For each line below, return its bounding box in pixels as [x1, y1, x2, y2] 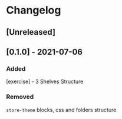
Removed [6, 92, 34, 101]
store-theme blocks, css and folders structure [6, 106, 117, 113]
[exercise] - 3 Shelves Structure [6, 78, 84, 85]
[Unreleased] [6, 27, 56, 37]
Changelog [6, 4, 61, 17]
